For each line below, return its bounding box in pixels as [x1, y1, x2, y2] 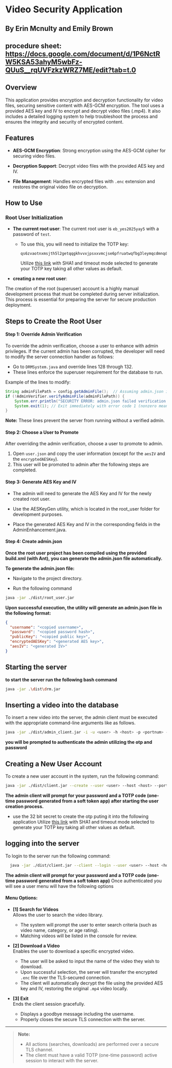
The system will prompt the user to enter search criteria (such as [20, 921, 157, 927]
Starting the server [5, 663, 68, 672]
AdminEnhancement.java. [12, 527, 67, 533]
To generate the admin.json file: [5, 565, 75, 571]
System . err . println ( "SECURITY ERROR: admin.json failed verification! [14, 398, 168, 404]
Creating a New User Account [5, 759, 102, 768]
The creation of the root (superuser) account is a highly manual [5, 286, 139, 292]
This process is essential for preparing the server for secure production [5, 296, 156, 303]
